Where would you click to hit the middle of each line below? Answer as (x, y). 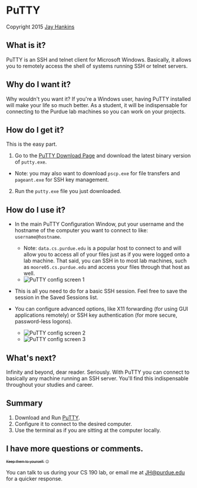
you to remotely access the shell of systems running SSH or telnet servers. (97, 66)
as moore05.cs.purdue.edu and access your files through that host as (106, 267)
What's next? (31, 358)
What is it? (26, 45)
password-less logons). (43, 322)
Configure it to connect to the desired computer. (73, 423)
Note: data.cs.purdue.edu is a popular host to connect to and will (102, 248)
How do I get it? (35, 130)
